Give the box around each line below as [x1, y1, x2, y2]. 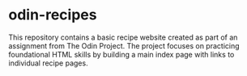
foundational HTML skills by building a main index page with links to [8, 49, 235, 59]
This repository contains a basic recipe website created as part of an [8, 32, 238, 42]
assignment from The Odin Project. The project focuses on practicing [8, 40, 241, 50]
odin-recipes [8, 6, 97, 24]
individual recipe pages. [8, 58, 88, 68]
